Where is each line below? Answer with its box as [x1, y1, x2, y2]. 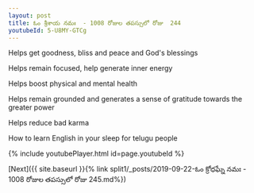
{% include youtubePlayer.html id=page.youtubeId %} [8, 149, 185, 159]
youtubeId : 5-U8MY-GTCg [8, 26, 87, 34]
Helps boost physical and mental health [8, 79, 137, 88]
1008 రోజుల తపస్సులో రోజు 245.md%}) [8, 175, 127, 184]
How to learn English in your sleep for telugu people [8, 133, 179, 143]
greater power [8, 102, 55, 112]
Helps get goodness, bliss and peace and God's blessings [8, 48, 198, 58]
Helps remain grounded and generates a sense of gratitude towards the [8, 95, 243, 104]
